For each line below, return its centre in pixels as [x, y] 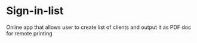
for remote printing [29, 33]
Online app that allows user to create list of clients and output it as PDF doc [99, 27]
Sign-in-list [35, 11]
